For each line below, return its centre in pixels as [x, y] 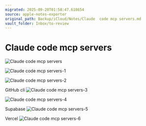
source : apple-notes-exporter [36, 14]
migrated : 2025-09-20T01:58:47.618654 [45, 10]
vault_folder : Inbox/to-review [37, 23]
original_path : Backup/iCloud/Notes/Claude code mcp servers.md [73, 19]
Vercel [12, 119]
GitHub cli [15, 90]
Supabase [15, 109]
